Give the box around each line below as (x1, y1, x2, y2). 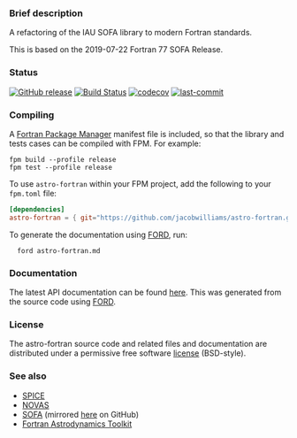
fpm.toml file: (9, 188, 57, 198)
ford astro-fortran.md (17, 246, 101, 255)
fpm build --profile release (9, 155, 117, 164)
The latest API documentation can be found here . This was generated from (9, 287, 282, 297)
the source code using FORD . (9, 296, 117, 307)
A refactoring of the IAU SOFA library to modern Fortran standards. (9, 27, 253, 38)
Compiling (9, 109, 55, 121)
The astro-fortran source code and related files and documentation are (9, 339, 268, 350)
